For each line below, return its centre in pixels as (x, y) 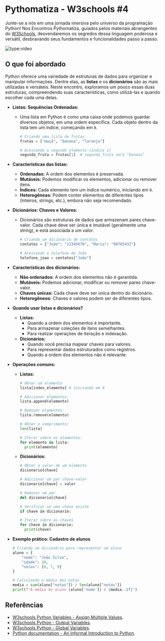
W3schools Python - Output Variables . (52, 623)
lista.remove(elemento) (44, 415)
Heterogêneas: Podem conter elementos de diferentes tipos (82, 195)
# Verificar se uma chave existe (54, 507)
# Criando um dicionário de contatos (59, 240)
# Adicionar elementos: (44, 397)
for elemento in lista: (44, 442)
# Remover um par (38, 493)
